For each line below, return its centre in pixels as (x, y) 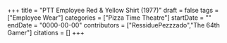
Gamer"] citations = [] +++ (46, 32)
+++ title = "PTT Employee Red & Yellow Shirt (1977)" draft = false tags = (113, 10)
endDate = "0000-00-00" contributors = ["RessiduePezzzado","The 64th (114, 25)
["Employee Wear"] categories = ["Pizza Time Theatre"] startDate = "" (109, 18)
